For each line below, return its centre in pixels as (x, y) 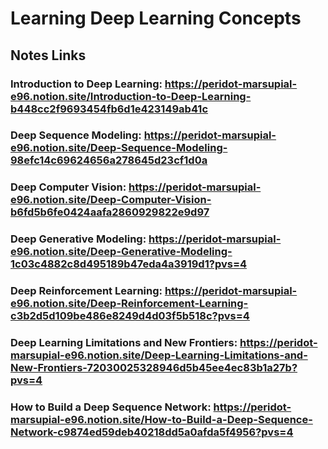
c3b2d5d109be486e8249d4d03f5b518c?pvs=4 (130, 316)
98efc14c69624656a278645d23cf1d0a (109, 160)
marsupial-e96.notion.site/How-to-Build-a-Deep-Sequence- (161, 420)
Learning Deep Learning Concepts (156, 18)
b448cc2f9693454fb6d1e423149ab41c (109, 109)
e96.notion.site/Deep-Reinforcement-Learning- (129, 304)
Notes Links (48, 55)
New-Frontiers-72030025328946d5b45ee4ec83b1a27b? (154, 368)
